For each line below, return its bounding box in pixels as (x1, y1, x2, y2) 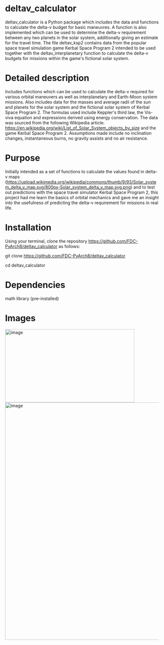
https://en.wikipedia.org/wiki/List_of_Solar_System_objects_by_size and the (5, 125, 156, 131)
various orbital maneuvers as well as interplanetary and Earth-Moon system (5, 94, 158, 100)
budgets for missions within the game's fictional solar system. (5, 55, 129, 61)
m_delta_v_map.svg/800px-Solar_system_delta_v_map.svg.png (5, 184, 131, 190)
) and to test (130, 184, 155, 190)
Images (5, 312, 36, 324)
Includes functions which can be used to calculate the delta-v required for (5, 88, 154, 94)
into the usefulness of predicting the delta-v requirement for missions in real (5, 200, 159, 206)
